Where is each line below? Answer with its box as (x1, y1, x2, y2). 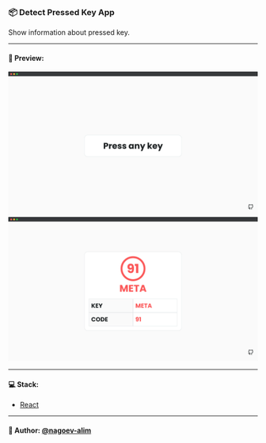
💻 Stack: (8, 379, 40, 389)
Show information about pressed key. (8, 28, 131, 37)
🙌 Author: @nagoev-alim (8, 426, 92, 435)
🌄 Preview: (8, 53, 44, 62)
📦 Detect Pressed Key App (8, 6, 115, 17)
